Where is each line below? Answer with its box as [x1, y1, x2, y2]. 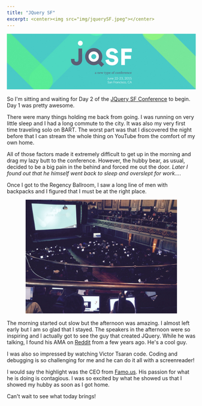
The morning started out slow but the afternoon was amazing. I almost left [7, 319, 190, 327]
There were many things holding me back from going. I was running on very [7, 114, 194, 121]
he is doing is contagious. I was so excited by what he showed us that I [7, 374, 182, 381]
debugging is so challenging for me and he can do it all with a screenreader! [7, 356, 195, 363]
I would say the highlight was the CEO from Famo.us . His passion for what [7, 368, 189, 375]
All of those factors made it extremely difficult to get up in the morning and [7, 151, 191, 158]
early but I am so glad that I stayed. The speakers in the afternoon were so [7, 326, 191, 333]
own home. [7, 139, 35, 147]
